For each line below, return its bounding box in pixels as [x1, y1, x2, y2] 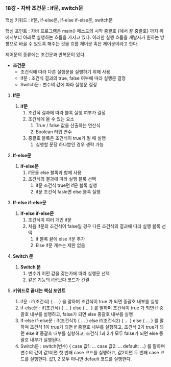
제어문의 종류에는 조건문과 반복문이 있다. [5, 52, 86, 58]
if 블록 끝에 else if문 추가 [35, 236, 85, 242]
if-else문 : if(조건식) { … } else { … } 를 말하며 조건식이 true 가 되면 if [20, 305, 158, 311]
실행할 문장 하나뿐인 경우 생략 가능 [35, 141, 104, 148]
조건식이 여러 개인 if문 [28, 217, 72, 223]
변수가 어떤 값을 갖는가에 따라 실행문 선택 [28, 271, 110, 277]
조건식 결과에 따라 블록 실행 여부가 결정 [28, 110, 106, 116]
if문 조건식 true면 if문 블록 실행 [35, 182, 97, 188]
